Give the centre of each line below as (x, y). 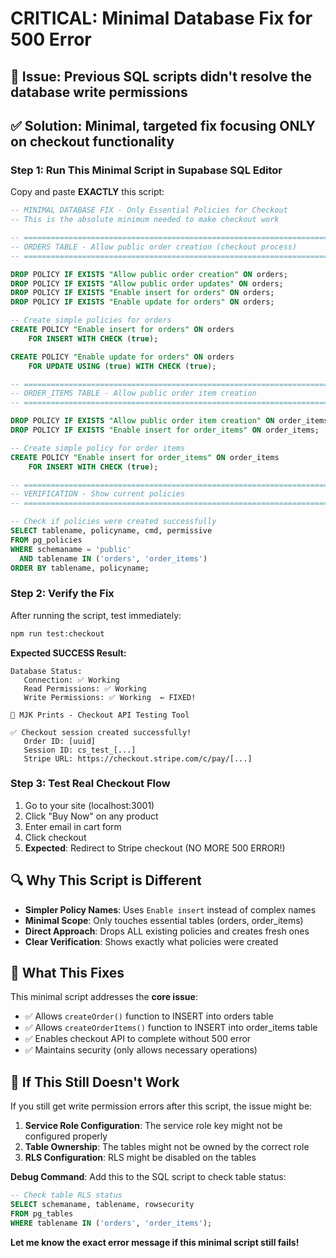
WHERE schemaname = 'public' (71, 549)
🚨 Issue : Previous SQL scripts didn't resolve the (161, 76)
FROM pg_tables (42, 1214)
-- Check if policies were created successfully (113, 522)
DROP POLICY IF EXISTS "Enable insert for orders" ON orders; (142, 293)
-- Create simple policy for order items (98, 448)
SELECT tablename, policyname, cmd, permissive (111, 531)
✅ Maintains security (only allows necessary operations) (141, 1050)
